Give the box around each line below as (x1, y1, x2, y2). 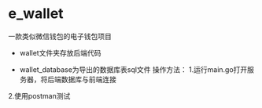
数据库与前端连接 (61, 74, 116, 84)
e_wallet (8, 5, 65, 23)
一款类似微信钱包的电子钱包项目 (8, 31, 112, 41)
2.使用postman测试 (8, 91, 71, 100)
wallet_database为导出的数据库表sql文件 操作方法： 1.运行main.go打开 (19, 64, 248, 74)
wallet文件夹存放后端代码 (19, 48, 101, 57)
